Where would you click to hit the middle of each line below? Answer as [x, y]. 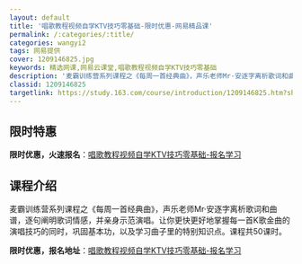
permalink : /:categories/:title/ [72, 34]
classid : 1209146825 [48, 84]
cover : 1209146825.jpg [52, 59]
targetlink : [31, 92]
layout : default [40, 18]
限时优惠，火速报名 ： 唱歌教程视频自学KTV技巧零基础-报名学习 [125, 154]
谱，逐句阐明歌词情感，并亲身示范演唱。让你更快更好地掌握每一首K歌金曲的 [150, 220]
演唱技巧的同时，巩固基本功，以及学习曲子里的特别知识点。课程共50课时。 [148, 232]
